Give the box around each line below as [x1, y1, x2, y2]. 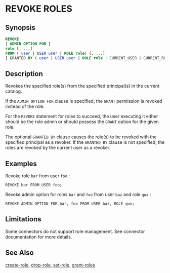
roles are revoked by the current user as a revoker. [5, 145, 110, 151]
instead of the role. [5, 103, 45, 109]
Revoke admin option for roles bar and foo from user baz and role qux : [5, 191, 151, 198]
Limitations [5, 215, 41, 223]
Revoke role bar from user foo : [5, 173, 70, 179]
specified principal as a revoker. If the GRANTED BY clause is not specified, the [5, 139, 165, 145]
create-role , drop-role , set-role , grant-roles [5, 262, 95, 268]
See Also [5, 249, 34, 257]
